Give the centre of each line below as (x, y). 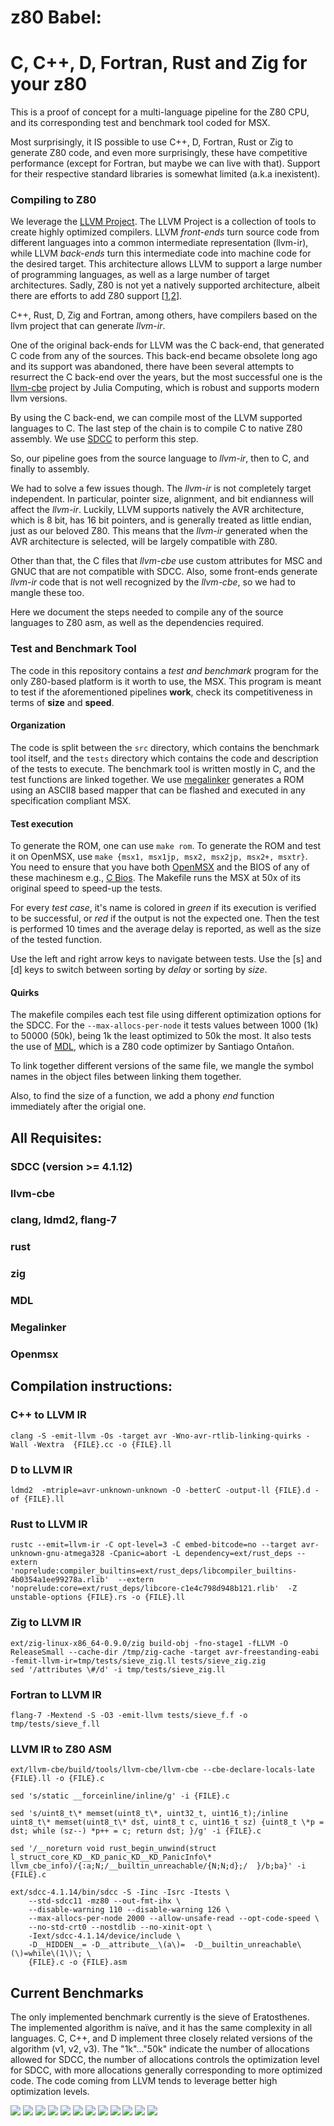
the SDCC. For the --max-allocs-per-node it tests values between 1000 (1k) (164, 1025)
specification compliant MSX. (71, 800)
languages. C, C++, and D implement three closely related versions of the (161, 2038)
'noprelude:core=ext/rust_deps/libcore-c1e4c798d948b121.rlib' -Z (154, 1589)
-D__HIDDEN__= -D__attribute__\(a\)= (107, 1945)
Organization (38, 725)
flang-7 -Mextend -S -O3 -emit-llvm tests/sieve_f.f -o (129, 1715)
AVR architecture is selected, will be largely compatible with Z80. (144, 542)
